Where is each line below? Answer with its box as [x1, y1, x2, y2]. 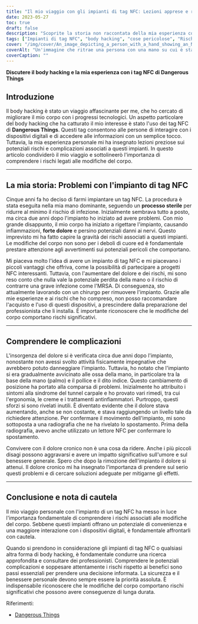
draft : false [6, 25, 38, 31]
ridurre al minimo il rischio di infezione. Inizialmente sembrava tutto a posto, [6, 209, 190, 216]
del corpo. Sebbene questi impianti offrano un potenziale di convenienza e [6, 520, 187, 527]
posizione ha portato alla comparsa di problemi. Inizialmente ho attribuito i [6, 384, 186, 391]
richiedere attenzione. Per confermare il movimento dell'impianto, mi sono [6, 415, 186, 422]
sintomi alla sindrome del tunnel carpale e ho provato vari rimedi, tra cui [6, 389, 180, 397]
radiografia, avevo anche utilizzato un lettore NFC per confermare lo [6, 427, 171, 434]
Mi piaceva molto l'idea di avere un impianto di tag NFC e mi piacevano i [6, 257, 181, 265]
